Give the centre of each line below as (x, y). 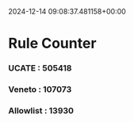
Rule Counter (52, 44)
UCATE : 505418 (40, 68)
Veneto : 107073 (40, 90)
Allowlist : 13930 (41, 110)
